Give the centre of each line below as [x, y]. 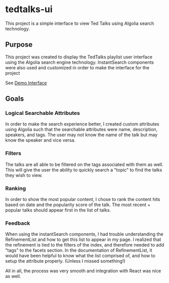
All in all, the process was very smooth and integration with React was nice [83, 271]
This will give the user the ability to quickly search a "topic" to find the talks [84, 170]
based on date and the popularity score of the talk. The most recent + [78, 205]
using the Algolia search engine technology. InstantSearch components [80, 62]
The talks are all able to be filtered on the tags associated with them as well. [84, 164]
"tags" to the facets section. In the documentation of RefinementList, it [79, 250]
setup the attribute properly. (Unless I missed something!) [65, 261]
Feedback [18, 223]
